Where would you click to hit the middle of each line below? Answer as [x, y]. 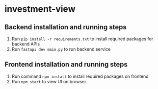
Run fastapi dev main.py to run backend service [61, 49]
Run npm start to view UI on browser [49, 81]
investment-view [40, 9]
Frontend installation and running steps [66, 65]
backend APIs [26, 44]
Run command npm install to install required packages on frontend [80, 76]
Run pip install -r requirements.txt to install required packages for [82, 39]
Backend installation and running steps [66, 27]
